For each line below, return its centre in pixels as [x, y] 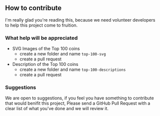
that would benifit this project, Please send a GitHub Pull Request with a [78, 103]
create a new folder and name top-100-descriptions [73, 70]
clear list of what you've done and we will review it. [57, 109]
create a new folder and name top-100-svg [63, 54]
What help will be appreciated [41, 38]
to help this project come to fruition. [41, 25]
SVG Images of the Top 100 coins [46, 49]
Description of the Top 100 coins [45, 64]
